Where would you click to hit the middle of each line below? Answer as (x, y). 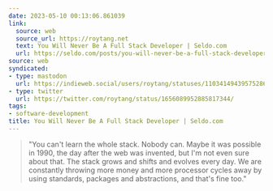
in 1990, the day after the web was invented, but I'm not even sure (139, 153)
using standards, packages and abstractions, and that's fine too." (137, 178)
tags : (17, 106)
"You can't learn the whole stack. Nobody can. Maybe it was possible (145, 144)
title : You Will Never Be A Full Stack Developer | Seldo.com (116, 121)
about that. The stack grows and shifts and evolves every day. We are (145, 161)
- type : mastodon (38, 76)
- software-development (49, 114)
